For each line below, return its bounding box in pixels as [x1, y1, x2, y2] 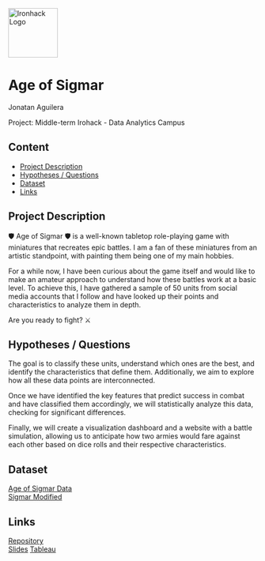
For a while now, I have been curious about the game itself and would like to [8, 266, 256, 276]
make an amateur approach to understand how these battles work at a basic [8, 274, 257, 284]
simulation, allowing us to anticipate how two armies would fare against [8, 431, 240, 441]
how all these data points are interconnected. [8, 375, 156, 386]
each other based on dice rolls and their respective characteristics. [8, 440, 227, 450]
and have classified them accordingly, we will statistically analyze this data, [8, 399, 254, 409]
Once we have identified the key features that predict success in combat [8, 391, 245, 401]
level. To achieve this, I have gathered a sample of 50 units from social [8, 283, 237, 292]
